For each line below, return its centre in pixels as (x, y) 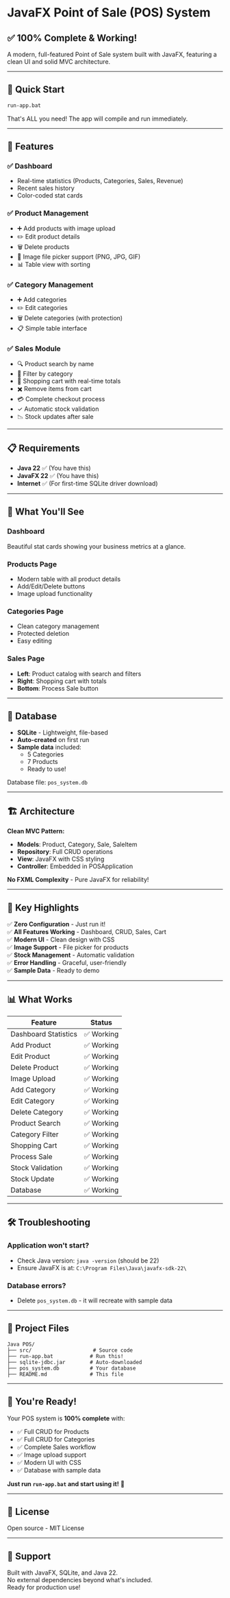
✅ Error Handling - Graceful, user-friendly (67, 963)
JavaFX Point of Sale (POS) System (109, 13)
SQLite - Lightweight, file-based (62, 732)
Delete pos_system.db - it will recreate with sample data (95, 1300)
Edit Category (33, 1101)
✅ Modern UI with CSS (49, 1462)
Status (101, 1022)
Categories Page (35, 611)
